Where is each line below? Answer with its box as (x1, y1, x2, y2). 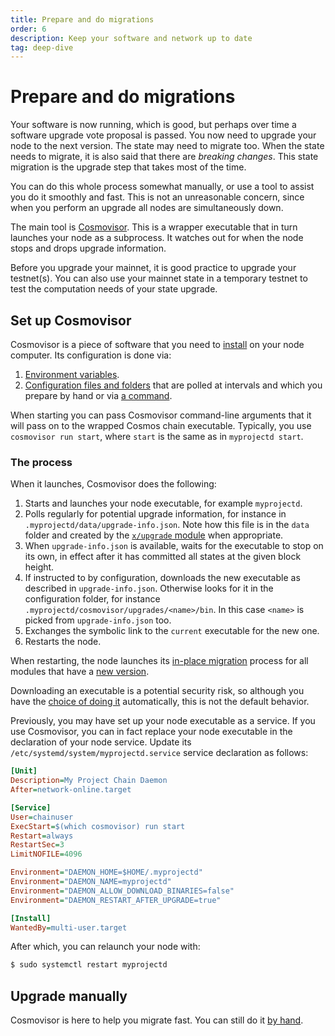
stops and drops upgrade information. (10, 242, 167, 255)
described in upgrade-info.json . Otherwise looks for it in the (24, 582, 274, 595)
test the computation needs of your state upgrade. (10, 283, 218, 295)
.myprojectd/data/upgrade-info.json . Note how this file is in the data (24, 519, 310, 531)
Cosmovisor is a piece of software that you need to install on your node (10, 339, 305, 350)
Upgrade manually (10, 987, 128, 1005)
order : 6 (10, 24, 47, 34)
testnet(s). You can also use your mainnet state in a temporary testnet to (10, 272, 308, 285)
